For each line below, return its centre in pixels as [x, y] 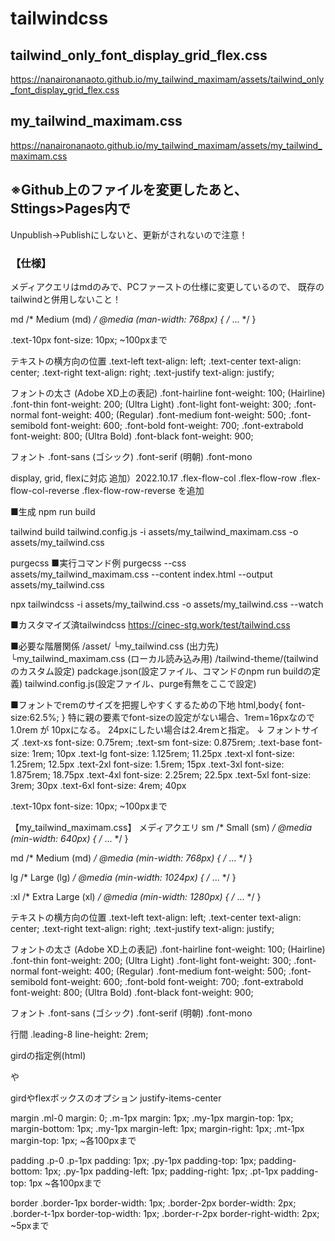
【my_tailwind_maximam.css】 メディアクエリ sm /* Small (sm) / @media [161, 827]
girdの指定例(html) [48, 1055]
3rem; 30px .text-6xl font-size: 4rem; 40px [98, 785]
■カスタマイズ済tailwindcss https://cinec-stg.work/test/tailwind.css [150, 624]
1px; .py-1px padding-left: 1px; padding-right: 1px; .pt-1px [161, 1171]
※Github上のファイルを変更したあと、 [129, 190]
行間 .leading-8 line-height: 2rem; [79, 1034]
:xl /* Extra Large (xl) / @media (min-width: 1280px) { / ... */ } [136, 896]
